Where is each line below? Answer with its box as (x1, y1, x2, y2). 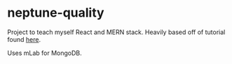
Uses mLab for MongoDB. (7, 49, 82, 57)
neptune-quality (7, 5, 104, 21)
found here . (7, 35, 41, 43)
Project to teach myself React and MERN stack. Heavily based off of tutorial (7, 28, 226, 36)
